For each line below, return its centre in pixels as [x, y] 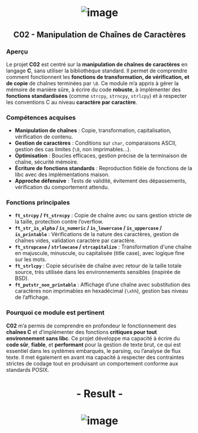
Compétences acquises [41, 117]
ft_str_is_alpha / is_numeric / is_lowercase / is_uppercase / [88, 228]
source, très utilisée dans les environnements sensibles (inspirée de [98, 272]
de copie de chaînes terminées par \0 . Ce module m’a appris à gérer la [92, 83]
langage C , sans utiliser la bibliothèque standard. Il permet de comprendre [97, 71]
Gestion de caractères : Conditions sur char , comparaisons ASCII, [95, 143]
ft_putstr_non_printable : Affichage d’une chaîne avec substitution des [103, 285]
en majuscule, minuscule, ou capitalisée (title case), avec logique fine [100, 253]
